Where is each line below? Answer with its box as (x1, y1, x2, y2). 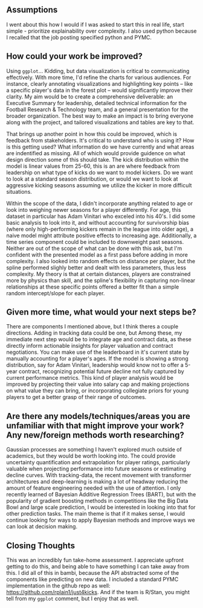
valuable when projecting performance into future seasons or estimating (6, 465, 186, 473)
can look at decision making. (6, 523, 77, 530)
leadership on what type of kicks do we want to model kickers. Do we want (6, 168, 193, 176)
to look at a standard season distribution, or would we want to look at (6, 175, 178, 182)
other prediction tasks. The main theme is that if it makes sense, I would (6, 510, 185, 517)
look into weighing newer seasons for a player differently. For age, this (6, 206, 181, 213)
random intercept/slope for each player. (6, 289, 105, 296)
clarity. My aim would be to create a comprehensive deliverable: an (6, 93, 173, 100)
